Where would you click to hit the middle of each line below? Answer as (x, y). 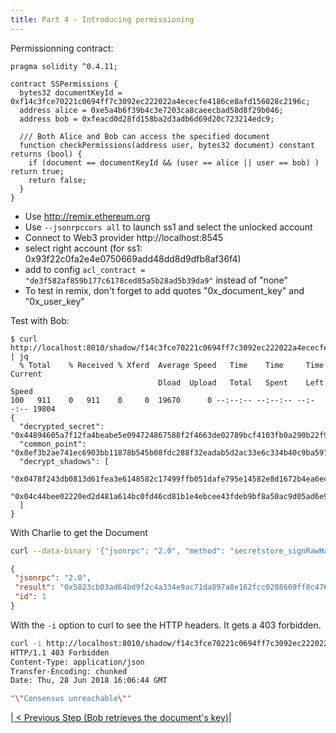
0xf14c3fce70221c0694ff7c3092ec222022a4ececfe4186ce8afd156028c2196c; (160, 101)
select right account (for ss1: (83, 248)
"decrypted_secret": (62, 426)
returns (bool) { (46, 154)
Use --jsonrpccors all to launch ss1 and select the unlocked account (168, 227)
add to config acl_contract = (85, 269)
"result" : (35, 587)
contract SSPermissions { (64, 84)
